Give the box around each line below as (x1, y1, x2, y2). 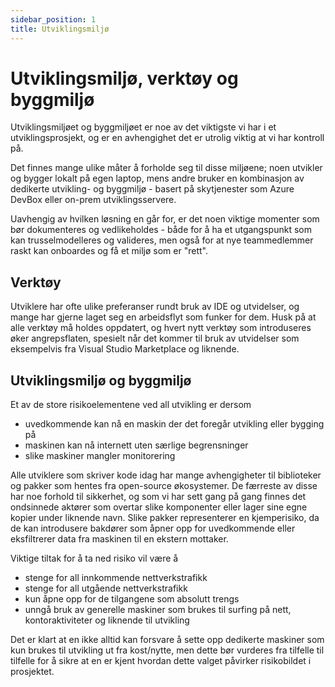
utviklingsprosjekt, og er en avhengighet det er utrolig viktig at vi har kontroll (10, 132, 325, 144)
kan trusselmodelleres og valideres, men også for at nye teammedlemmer (10, 234, 314, 246)
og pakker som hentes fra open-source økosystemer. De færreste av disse (10, 480, 318, 492)
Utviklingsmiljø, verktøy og (10, 67, 239, 90)
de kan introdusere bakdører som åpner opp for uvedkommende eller (10, 522, 296, 535)
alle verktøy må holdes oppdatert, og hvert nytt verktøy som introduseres (10, 322, 312, 334)
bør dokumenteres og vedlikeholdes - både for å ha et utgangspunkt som (10, 224, 312, 236)
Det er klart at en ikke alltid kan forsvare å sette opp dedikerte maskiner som (10, 634, 325, 646)
